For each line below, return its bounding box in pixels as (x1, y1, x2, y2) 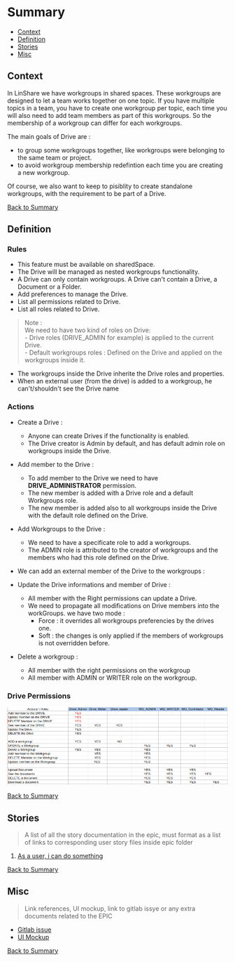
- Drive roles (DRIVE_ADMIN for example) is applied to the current (24, 334, 214, 342)
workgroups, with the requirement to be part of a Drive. (7, 189, 166, 197)
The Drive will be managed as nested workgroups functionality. (17, 268, 200, 276)
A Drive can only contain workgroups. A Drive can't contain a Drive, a (17, 275, 218, 284)
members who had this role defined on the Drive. (27, 553, 169, 562)
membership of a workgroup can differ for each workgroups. (7, 119, 183, 127)
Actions (7, 402, 35, 411)
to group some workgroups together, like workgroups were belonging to (17, 145, 225, 154)
